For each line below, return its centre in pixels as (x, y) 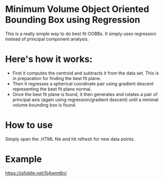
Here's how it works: (49, 59)
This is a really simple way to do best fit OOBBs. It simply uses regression (81, 33)
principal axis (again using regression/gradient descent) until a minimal (85, 99)
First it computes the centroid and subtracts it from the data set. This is (85, 73)
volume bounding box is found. (44, 105)
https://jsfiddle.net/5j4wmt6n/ (36, 173)
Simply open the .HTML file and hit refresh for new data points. (70, 139)
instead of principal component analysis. (47, 39)
